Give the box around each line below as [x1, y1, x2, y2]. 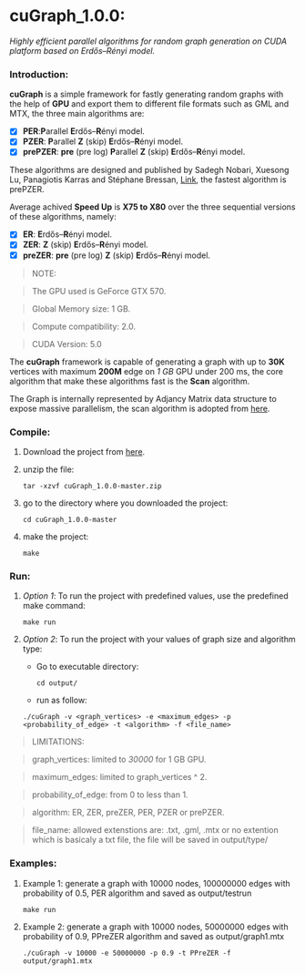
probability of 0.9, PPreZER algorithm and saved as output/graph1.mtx [22, 930, 285, 941]
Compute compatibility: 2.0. [31, 321, 137, 332]
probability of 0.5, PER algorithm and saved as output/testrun [22, 888, 252, 898]
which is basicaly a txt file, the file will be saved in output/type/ [31, 835, 269, 846]
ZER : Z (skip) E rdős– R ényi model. [22, 239, 148, 251]
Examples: [9, 857, 57, 870]
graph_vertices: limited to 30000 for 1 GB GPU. [31, 754, 207, 765]
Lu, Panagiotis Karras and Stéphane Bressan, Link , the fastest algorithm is [9, 174, 287, 185]
